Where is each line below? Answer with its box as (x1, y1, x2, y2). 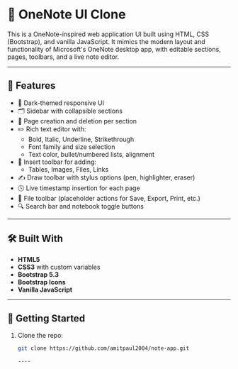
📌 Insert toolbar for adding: (17, 158, 97, 166)
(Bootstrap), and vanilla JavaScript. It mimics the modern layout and (7, 37, 205, 45)
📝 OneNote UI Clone (7, 6, 126, 23)
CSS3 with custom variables (17, 263, 101, 271)
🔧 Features (7, 79, 56, 92)
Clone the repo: (17, 331, 64, 340)
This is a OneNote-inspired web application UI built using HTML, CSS (7, 30, 210, 38)
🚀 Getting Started (7, 312, 86, 324)
